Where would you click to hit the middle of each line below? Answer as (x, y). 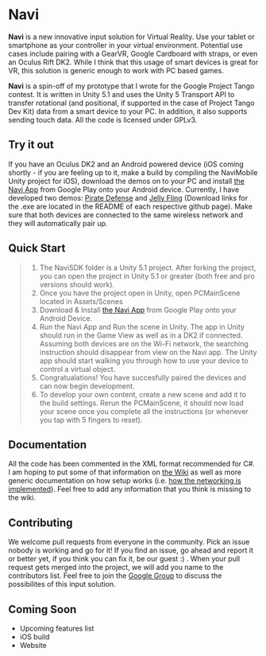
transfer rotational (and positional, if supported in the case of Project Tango (132, 103)
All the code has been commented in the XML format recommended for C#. (132, 464)
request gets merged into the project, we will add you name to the (116, 568)
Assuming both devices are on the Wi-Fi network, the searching (144, 343)
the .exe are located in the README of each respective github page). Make (130, 206)
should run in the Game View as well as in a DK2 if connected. (141, 335)
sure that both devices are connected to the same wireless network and (126, 215)
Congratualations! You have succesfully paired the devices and (143, 377)
